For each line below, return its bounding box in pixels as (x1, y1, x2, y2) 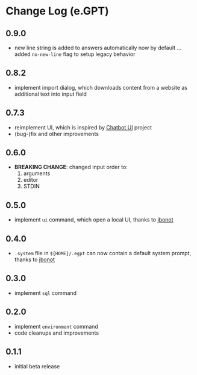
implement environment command (14, 323, 99, 330)
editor (23, 176, 39, 184)
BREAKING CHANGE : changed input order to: (14, 164, 128, 171)
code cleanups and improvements (14, 329, 99, 336)
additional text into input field (14, 90, 87, 98)
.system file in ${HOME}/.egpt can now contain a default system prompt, (14, 250, 191, 257)
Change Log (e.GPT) (5, 4, 109, 18)
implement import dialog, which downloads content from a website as (14, 84, 188, 91)
